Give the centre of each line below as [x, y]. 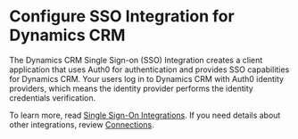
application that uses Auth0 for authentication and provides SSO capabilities [149, 69]
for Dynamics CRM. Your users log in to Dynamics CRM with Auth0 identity [146, 78]
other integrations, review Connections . [82, 124]
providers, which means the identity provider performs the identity [132, 88]
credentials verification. [53, 98]
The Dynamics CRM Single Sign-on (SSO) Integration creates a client [136, 60]
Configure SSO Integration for [122, 16]
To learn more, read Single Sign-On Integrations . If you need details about [145, 115]
